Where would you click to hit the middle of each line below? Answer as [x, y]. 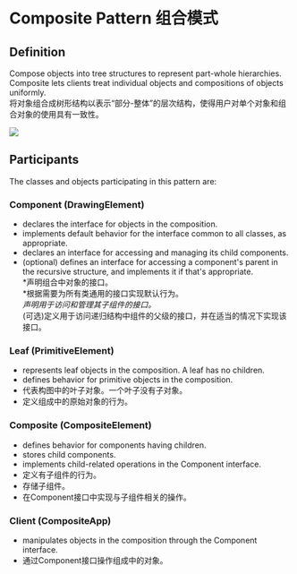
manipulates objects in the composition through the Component [140, 540]
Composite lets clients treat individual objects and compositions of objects [146, 83]
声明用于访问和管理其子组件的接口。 [89, 304]
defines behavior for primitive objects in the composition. [127, 380]
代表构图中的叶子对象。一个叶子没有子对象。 [105, 390]
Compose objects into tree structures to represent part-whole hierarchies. [145, 73]
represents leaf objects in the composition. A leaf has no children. [144, 370]
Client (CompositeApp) [60, 520]
